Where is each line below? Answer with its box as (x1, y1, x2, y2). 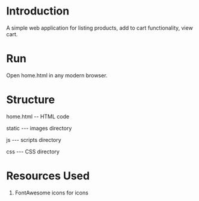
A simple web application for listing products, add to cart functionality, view (6, 24, 194, 31)
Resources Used (6, 169, 90, 182)
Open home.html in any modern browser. (6, 71, 108, 79)
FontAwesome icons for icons (14, 189, 89, 196)
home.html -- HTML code (6, 113, 70, 120)
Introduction (6, 4, 70, 18)
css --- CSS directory (6, 148, 60, 155)
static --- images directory (6, 124, 72, 132)
